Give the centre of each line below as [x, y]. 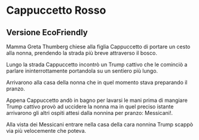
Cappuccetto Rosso [56, 10]
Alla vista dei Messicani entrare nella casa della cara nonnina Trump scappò [99, 125]
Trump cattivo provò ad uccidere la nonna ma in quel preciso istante [90, 107]
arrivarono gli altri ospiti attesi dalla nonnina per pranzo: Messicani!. [90, 113]
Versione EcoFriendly [47, 32]
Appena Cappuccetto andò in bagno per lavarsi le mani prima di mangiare [97, 100]
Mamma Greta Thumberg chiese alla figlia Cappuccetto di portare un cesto [98, 46]
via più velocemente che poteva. [46, 131]
